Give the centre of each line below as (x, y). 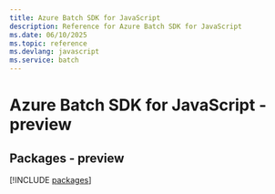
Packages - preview (67, 158)
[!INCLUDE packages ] (51, 180)
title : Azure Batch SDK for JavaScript (85, 18)
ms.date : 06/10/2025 (49, 35)
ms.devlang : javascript (55, 52)
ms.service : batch (44, 60)
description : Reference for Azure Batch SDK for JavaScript (126, 26)
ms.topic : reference (49, 43)
